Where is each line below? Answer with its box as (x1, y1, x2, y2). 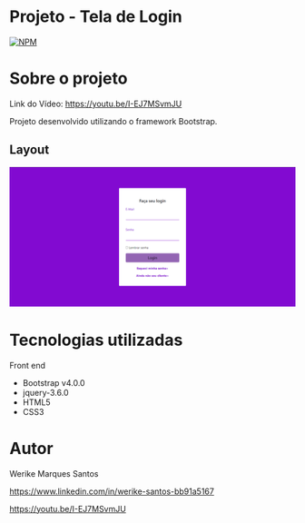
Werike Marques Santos (9, 468, 99, 479)
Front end (9, 360, 46, 370)
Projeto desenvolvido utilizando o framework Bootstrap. (9, 115, 218, 126)
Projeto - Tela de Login (9, 6, 183, 27)
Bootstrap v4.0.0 (22, 377, 85, 388)
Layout (9, 143, 50, 158)
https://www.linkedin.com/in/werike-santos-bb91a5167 (9, 486, 215, 497)
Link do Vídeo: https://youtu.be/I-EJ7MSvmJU (9, 98, 182, 109)
